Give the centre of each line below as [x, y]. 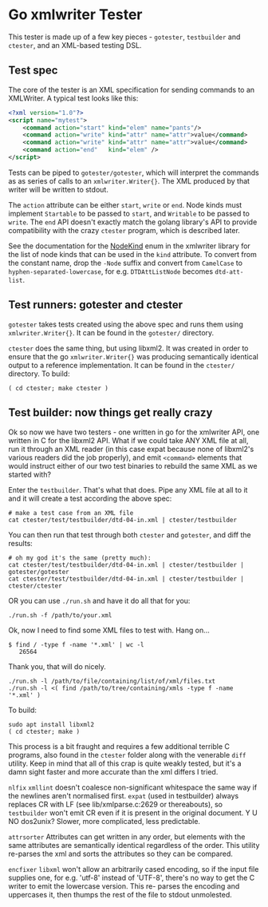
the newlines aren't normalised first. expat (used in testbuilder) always [124, 795]
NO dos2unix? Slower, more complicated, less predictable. [104, 821]
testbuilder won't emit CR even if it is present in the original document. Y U [133, 813]
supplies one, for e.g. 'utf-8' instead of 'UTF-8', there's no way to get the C [132, 877]
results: [21, 543]
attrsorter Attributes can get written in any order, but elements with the [127, 837]
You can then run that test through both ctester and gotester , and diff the [130, 535]
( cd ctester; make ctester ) [59, 388]
